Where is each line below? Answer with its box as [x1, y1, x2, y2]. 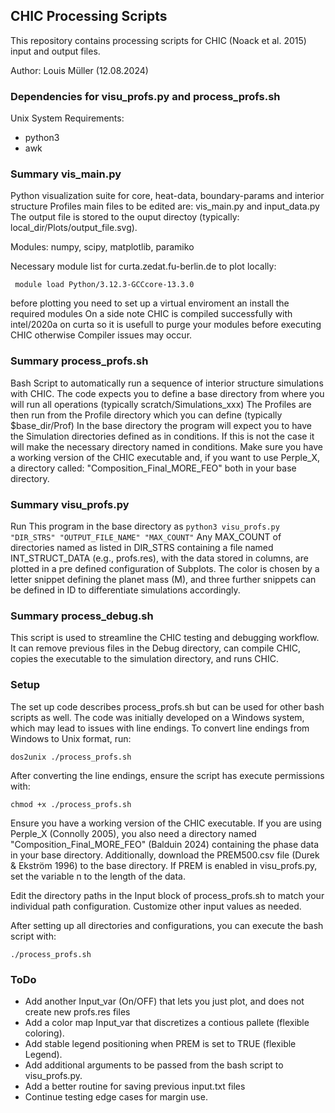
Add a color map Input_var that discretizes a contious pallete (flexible [24, 1016, 310, 1028]
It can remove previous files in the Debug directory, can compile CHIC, [10, 642, 302, 654]
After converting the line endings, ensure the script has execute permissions [10, 769, 325, 781]
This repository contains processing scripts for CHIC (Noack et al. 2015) [10, 34, 307, 46]
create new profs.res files [24, 1005, 131, 1018]
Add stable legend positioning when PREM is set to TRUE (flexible [24, 1037, 297, 1049]
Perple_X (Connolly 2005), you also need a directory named [10, 827, 257, 839]
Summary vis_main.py [10, 167, 122, 181]
